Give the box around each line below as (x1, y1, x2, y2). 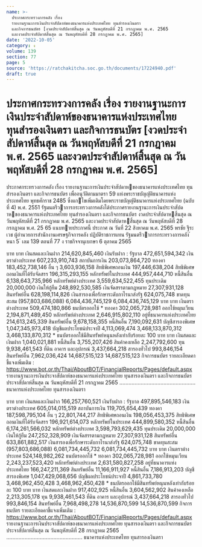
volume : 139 (6, 48, 36, 54)
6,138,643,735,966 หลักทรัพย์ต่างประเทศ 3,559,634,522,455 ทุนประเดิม (6, 277, 167, 284)
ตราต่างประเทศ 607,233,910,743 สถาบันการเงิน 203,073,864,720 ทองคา (6, 257, 166, 264)
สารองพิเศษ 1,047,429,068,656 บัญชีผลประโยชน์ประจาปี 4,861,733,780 (6, 473, 163, 480)
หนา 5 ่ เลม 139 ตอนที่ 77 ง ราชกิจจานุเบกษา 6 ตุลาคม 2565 (6, 238, 131, 245)
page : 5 (6, 59, 26, 65)
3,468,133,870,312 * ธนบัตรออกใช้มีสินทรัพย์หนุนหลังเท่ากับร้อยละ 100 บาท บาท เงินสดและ (6, 332, 197, 339)
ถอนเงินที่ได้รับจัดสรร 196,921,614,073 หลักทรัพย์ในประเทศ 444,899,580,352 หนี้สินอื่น (6, 418, 195, 425)
